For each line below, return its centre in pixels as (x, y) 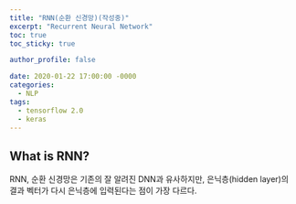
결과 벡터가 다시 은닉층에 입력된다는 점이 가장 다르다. (103, 191)
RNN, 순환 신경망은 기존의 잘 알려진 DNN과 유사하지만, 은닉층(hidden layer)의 (149, 179)
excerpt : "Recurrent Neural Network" (81, 27)
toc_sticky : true (42, 43)
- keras (32, 119)
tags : (20, 102)
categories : (32, 85)
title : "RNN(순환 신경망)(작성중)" (69, 18)
